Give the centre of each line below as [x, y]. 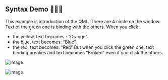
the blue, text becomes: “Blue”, [45, 42]
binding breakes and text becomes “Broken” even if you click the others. [88, 52]
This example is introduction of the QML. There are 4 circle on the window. [83, 21]
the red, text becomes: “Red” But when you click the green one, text [83, 47]
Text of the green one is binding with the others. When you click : [73, 27]
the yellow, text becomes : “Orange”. [50, 36]
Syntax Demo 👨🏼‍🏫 [34, 9]
